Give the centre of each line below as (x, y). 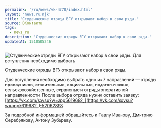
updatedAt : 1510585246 (28, 42)
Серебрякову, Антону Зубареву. (39, 120)
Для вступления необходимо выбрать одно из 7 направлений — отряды (81, 79)
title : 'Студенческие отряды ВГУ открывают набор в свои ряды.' (72, 19)
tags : (10, 28)
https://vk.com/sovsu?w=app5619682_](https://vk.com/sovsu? (70, 100)
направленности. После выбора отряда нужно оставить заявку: (72, 95)
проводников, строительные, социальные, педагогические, (68, 85)
